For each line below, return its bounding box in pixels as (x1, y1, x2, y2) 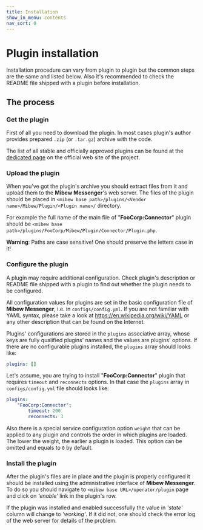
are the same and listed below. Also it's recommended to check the (6, 73, 175, 80)
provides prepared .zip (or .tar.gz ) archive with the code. (6, 136, 153, 143)
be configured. (6, 287, 44, 294)
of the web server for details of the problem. (6, 517, 117, 525)
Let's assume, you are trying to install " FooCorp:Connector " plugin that (6, 372, 186, 379)
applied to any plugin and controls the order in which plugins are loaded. (6, 431, 187, 438)
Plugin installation (6, 46, 99, 60)
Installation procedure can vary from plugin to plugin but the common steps (6, 66, 195, 74)
